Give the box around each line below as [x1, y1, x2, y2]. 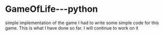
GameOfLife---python [5, 3, 98, 15]
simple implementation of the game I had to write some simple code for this [5, 20, 160, 26]
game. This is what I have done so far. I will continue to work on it [5, 25, 139, 31]
